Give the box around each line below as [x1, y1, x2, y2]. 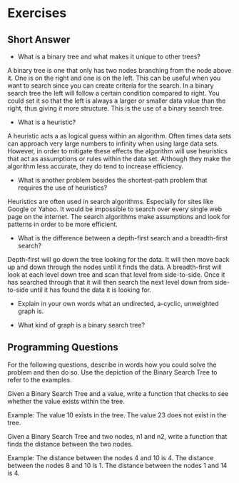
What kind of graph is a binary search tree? [17, 321, 145, 329]
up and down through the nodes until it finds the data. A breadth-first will [7, 263, 223, 271]
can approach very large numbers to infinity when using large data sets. [7, 139, 219, 148]
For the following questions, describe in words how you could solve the [7, 360, 217, 369]
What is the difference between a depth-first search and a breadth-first [17, 234, 228, 242]
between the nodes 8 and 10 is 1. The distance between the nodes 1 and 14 [7, 461, 228, 469]
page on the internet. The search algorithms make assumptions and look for [7, 213, 230, 220]
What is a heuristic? [17, 118, 76, 126]
